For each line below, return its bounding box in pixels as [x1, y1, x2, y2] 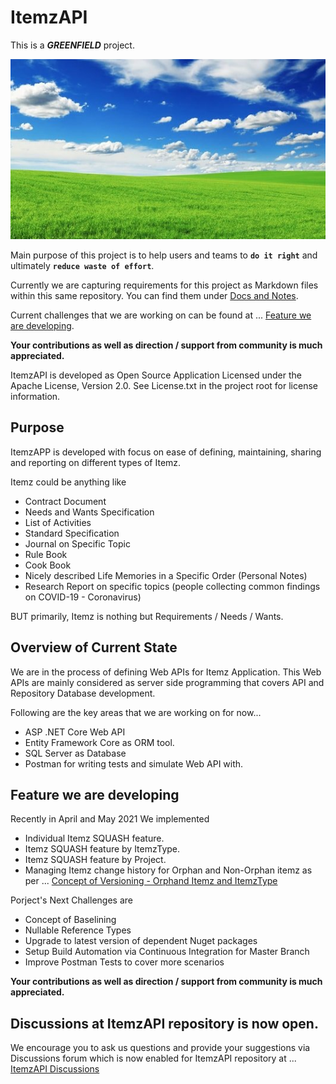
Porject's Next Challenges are [10, 894, 133, 906]
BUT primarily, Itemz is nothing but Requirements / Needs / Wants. [10, 610, 284, 622]
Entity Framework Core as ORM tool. [24, 736, 175, 748]
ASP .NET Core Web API [24, 726, 126, 738]
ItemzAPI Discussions [10, 1063, 100, 1075]
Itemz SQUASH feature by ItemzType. [24, 843, 181, 855]
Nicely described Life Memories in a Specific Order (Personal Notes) [24, 569, 308, 581]
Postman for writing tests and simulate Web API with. [24, 757, 244, 770]
